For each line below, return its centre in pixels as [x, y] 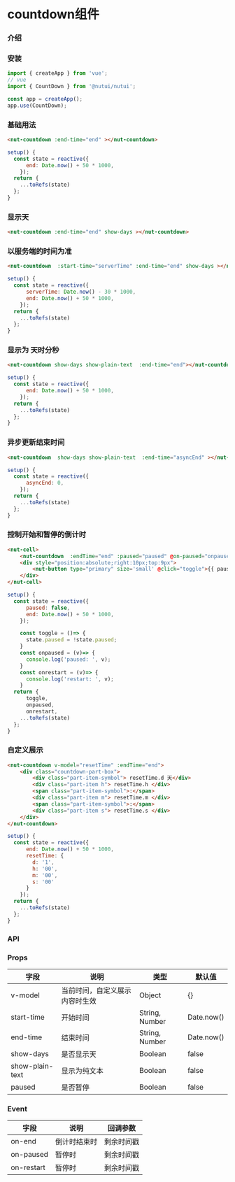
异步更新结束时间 [36, 443]
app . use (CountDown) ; [37, 106]
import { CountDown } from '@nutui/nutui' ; [72, 87]
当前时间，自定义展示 [96, 990]
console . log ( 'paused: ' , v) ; [68, 659]
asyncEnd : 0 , [45, 483]
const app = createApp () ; [45, 99]
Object [150, 995]
